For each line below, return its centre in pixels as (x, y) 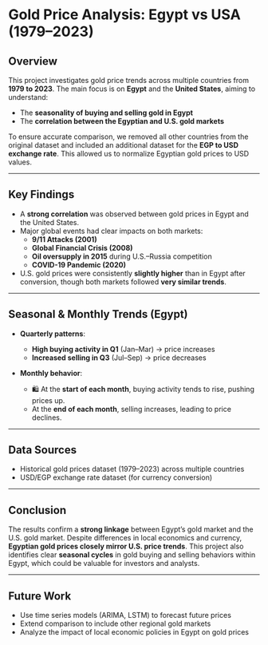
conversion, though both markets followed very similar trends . (123, 282)
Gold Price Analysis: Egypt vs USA (124, 15)
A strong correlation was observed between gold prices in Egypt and (134, 214)
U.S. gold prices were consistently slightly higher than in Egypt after (132, 273)
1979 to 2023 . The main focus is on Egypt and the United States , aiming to (132, 89)
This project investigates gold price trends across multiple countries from (129, 80)
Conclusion (37, 510)
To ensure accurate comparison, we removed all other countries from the (128, 137)
